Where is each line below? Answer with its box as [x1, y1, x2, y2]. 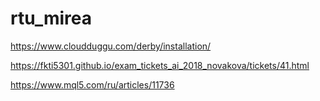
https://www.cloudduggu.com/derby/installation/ [10, 40, 212, 52]
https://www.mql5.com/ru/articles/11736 [10, 78, 175, 91]
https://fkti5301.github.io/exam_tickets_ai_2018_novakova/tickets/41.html [10, 59, 310, 71]
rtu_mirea [10, 7, 93, 30]
